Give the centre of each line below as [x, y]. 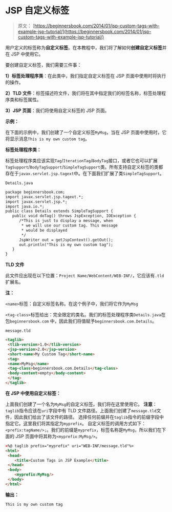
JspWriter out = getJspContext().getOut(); [66, 240]
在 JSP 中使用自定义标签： [33, 393]
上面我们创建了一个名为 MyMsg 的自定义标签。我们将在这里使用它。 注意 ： [81, 404]
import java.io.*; [25, 206]
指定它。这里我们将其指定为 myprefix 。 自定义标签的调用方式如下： [76, 423]
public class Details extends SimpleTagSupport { [59, 211]
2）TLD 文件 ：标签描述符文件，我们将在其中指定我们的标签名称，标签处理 [83, 93]
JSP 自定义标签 [37, 11]
